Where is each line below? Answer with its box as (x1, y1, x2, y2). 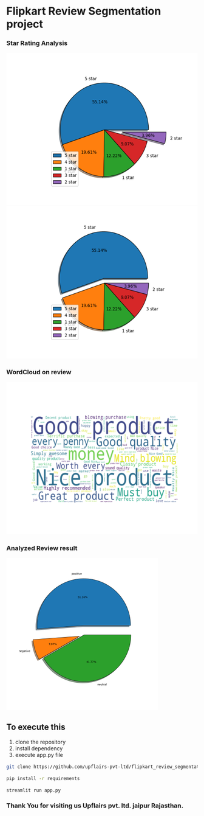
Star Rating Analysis (6, 39, 68, 47)
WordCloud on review (6, 368, 72, 377)
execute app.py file (15, 751, 64, 758)
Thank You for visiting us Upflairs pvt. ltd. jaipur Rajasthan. (6, 801, 184, 810)
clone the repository (15, 738, 66, 745)
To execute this (6, 722, 66, 733)
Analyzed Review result (6, 543, 78, 552)
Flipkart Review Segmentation (6, 4, 161, 18)
